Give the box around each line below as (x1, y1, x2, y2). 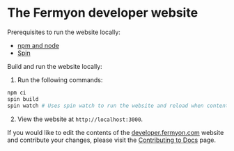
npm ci (7, 89, 26, 96)
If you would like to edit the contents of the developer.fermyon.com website (7, 128, 224, 136)
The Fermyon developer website (7, 5, 198, 21)
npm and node (17, 41, 59, 49)
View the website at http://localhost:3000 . (17, 115, 143, 123)
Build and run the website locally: (7, 62, 102, 70)
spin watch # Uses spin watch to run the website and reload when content (7, 102, 229, 109)
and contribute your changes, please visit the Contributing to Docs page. (7, 136, 217, 144)
